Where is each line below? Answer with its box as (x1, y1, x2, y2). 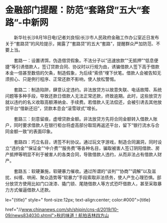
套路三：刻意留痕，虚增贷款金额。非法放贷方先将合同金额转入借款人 (13, 115, 153, 122)
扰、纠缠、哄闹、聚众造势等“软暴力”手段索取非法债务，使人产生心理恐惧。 (5, 174, 158, 180)
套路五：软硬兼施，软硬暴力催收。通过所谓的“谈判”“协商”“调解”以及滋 (13, 168, 156, 174)
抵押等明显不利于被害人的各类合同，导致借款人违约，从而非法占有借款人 (9, 151, 158, 157)
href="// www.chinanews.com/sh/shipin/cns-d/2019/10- (5, 206, 119, 212)
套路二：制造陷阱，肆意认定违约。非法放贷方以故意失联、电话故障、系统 (13, 87, 162, 93)
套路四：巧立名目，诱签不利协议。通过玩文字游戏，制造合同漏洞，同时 (13, 139, 158, 145)
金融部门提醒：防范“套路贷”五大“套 (5, 4, 150, 16)
